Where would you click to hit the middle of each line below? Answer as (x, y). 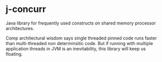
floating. (14, 54)
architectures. (20, 28)
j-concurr (26, 9)
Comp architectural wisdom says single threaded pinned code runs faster (81, 38)
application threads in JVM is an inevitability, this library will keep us (76, 48)
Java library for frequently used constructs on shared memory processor (81, 23)
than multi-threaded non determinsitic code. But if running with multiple (79, 43)
